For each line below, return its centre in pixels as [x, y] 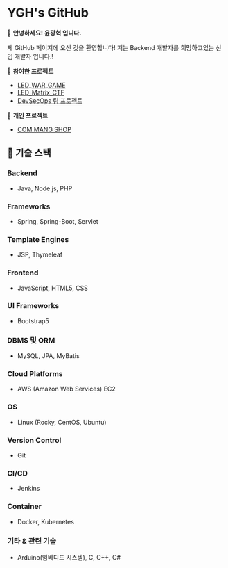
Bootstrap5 [33, 320]
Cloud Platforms [35, 374]
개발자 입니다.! [34, 56]
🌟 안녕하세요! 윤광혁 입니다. [44, 33]
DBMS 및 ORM [31, 340]
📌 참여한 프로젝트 [30, 71]
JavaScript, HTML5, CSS [53, 288]
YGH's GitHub [48, 13]
